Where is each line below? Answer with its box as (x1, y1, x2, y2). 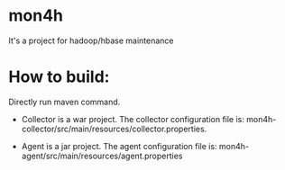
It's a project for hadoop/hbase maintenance (8, 35, 174, 46)
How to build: (8, 67, 110, 87)
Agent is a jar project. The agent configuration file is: (21, 140, 217, 151)
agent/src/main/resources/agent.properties (21, 150, 183, 161)
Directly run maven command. (8, 96, 121, 107)
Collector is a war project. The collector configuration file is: (21, 113, 245, 124)
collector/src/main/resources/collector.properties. (21, 123, 207, 134)
